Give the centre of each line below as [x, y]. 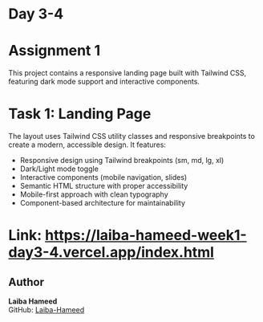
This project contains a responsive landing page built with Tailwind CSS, [127, 73]
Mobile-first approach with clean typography [94, 194]
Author [26, 282]
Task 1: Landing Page [80, 114]
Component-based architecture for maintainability [103, 203]
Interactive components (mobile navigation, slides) [103, 177]
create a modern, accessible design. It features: [87, 145]
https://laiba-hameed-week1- [146, 236]
